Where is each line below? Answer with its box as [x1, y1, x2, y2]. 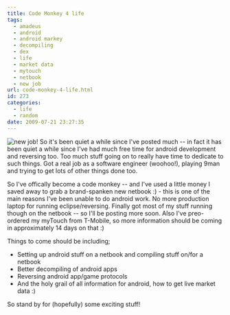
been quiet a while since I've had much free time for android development [7, 145, 216, 153]
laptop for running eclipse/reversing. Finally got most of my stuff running [7, 202, 213, 210]
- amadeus [13, 23, 41, 30]
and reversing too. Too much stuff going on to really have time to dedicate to [7, 152, 225, 160]
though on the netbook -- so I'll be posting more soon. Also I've [7, 209, 187, 217]
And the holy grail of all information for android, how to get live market [16, 279, 216, 288]
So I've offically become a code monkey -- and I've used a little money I [7, 180, 211, 188]
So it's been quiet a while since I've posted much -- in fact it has [39, 137, 222, 145]
